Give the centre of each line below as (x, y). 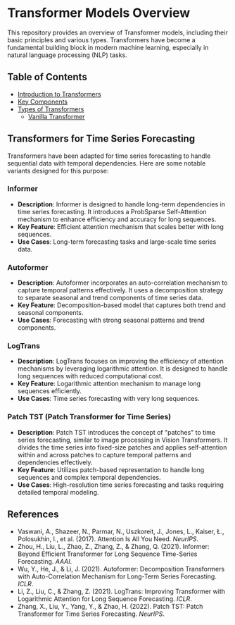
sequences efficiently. (50, 391)
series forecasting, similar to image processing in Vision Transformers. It (122, 440)
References (33, 515)
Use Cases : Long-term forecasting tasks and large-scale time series (117, 242)
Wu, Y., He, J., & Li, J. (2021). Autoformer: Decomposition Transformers (121, 569)
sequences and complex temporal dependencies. (89, 477)
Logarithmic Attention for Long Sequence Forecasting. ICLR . (104, 599)
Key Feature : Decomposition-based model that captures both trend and (122, 305)
